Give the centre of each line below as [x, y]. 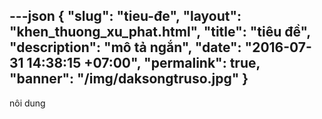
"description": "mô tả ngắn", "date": [125, 47]
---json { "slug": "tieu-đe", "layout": [125, 16]
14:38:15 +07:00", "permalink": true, [143, 63]
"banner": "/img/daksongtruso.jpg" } [129, 79]
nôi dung [27, 103]
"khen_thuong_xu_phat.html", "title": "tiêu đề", [160, 32]
